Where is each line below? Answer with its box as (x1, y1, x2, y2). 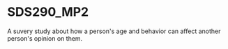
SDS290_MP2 (7, 4, 89, 20)
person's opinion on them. (7, 34, 83, 42)
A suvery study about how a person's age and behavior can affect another (7, 27, 221, 35)
